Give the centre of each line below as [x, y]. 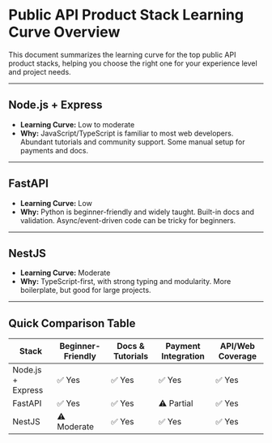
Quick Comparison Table [72, 323]
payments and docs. [54, 150]
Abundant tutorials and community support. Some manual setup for [132, 142]
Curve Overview [64, 32]
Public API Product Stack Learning [126, 15]
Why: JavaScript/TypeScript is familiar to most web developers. [127, 133]
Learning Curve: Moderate [65, 273]
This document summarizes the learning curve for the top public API [122, 54]
